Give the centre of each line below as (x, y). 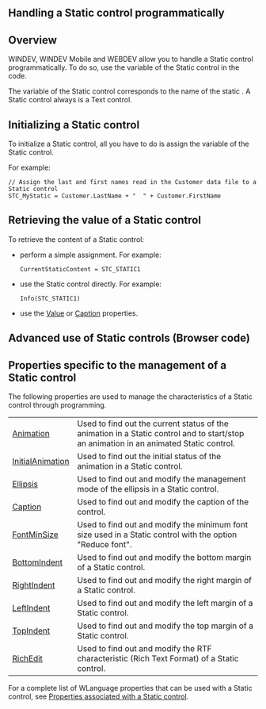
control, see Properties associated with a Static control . (99, 696)
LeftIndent (31, 608)
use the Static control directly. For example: (91, 284)
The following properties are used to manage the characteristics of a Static (130, 397)
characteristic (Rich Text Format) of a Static (158, 659)
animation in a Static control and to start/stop (161, 434)
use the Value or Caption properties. (79, 313)
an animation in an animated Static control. (156, 443)
